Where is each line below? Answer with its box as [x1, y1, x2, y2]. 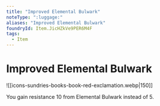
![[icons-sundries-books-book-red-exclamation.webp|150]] [6, 82, 153, 89]
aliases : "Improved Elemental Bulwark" [6, 20, 106, 26]
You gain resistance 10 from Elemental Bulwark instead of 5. [6, 93, 155, 100]
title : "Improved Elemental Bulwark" [6, 8, 101, 15]
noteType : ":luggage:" [6, 14, 63, 20]
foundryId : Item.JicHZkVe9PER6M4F [6, 25, 93, 32]
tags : [6, 31, 20, 37]
